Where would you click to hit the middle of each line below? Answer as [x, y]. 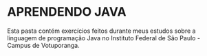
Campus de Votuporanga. [44, 45]
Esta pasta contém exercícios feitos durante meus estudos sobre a [101, 31]
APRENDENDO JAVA [67, 12]
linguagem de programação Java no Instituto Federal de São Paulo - [104, 38]
